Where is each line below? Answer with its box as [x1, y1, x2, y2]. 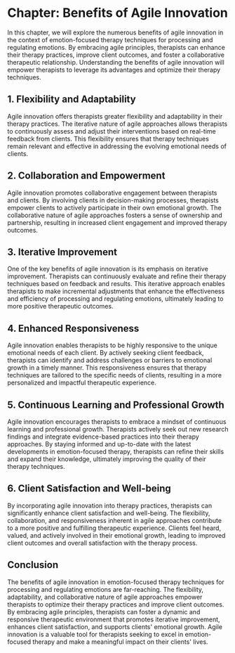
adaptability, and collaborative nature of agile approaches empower [7, 593, 203, 601]
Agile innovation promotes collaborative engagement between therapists [7, 188, 217, 197]
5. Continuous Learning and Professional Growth [7, 399, 224, 410]
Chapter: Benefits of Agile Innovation [7, 5, 228, 21]
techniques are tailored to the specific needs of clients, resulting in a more [7, 371, 222, 380]
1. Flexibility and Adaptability [7, 93, 136, 105]
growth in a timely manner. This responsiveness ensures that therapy [7, 363, 207, 372]
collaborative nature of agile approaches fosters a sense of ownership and [7, 211, 222, 219]
